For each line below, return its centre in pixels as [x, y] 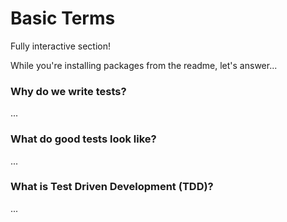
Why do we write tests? [68, 91]
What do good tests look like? [83, 139]
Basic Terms [63, 18]
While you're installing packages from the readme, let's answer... [144, 65]
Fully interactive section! [61, 46]
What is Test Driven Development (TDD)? [112, 187]
